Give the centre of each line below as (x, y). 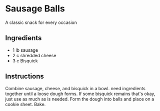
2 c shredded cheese (34, 55)
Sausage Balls (35, 9)
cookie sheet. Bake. (25, 104)
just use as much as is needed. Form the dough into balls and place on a (80, 99)
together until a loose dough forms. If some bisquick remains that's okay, (80, 94)
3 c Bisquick (25, 61)
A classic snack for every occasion (41, 22)
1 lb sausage (25, 50)
